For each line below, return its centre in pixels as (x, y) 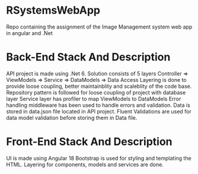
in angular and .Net (30, 33)
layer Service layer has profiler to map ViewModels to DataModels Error (94, 99)
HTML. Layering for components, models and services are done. (85, 164)
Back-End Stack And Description (88, 57)
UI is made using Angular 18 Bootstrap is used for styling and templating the (99, 158)
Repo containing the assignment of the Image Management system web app (99, 27)
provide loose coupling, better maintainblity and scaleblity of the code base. (99, 86)
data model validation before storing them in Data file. (72, 118)
